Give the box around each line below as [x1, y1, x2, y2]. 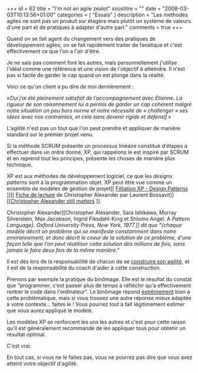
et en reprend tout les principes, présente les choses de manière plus [6, 155, 176, 161]
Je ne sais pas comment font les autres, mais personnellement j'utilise [6, 59, 177, 66]
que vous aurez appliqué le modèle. [6, 307, 94, 314]
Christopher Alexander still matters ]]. [10, 197, 102, 204]
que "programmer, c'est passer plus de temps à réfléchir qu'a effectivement [6, 282, 192, 289]
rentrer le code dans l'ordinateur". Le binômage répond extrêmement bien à [6, 288, 190, 295]
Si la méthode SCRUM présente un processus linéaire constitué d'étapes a [6, 143, 188, 149]
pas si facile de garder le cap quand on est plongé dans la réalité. [6, 72, 166, 78]
